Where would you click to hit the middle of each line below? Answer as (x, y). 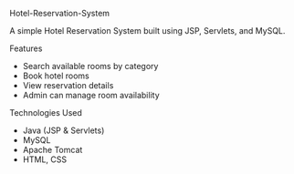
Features (26, 48)
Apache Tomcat (52, 150)
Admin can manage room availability (91, 95)
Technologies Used (46, 113)
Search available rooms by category (90, 66)
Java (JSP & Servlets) (63, 130)
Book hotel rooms (56, 76)
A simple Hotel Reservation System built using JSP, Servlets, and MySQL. (147, 31)
